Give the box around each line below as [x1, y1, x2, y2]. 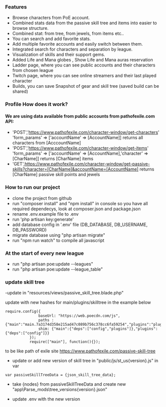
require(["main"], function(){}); [29, 340, 100, 345]
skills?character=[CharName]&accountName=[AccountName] [12, 166, 139, 172]
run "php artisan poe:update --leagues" [12, 261, 93, 267]
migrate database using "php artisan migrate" [12, 232, 105, 238]
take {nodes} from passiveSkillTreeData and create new [12, 381, 126, 387]
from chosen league [12, 67, 53, 73]
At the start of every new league [5, 249, 84, 256]
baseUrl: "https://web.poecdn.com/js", [38, 313, 121, 318]
